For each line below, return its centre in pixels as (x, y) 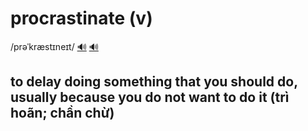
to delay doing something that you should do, (154, 82)
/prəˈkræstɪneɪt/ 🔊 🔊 (54, 46)
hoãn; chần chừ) (62, 113)
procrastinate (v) (81, 18)
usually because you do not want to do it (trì (150, 97)
